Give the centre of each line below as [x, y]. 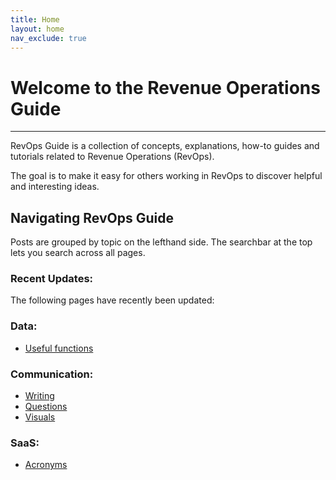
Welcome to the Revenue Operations [165, 87]
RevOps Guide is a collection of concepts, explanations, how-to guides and [165, 146]
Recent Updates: [52, 279]
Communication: [52, 374]
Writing [39, 396]
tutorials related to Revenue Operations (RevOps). [112, 157]
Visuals [40, 417]
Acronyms [46, 465]
